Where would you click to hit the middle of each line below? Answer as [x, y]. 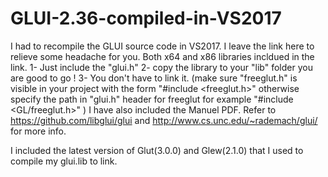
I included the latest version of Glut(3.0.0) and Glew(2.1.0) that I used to [157, 150]
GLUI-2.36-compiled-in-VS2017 [146, 18]
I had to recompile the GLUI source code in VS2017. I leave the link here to [162, 46]
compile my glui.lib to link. [64, 161]
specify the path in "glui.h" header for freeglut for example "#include [152, 99]
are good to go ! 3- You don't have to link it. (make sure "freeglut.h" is [154, 78]
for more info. [38, 131]
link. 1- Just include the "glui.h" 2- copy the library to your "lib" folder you [161, 67]
